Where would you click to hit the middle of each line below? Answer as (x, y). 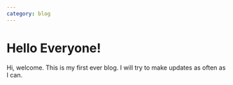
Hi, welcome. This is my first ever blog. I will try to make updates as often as (116, 68)
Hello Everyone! (54, 48)
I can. (14, 75)
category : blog (29, 14)
